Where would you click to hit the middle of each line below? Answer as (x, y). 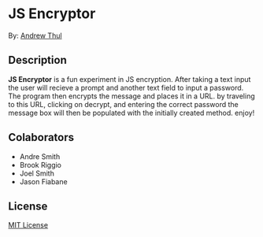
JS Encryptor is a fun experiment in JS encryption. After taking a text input (130, 79)
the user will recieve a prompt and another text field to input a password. (126, 87)
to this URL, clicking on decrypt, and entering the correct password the (123, 104)
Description (37, 60)
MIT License (28, 225)
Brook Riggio (40, 165)
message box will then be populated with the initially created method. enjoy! (131, 113)
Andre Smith (40, 156)
